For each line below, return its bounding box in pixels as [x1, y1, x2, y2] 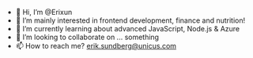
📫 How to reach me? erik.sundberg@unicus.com [15, 42, 176, 50]
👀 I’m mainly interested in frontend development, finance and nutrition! [15, 16, 246, 25]
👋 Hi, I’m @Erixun [15, 8, 73, 16]
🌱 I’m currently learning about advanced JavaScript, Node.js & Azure [15, 24, 240, 33]
